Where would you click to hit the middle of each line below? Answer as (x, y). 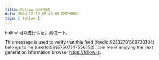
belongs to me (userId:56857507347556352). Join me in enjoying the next (79, 47)
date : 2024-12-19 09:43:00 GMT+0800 (42, 14)
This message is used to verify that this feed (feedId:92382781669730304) (80, 42)
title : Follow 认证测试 (27, 9)
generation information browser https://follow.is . (53, 52)
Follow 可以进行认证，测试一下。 (37, 33)
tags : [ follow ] (22, 18)
